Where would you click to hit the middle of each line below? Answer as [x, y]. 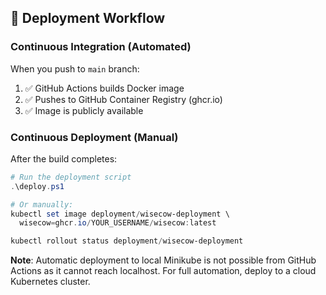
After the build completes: [64, 158]
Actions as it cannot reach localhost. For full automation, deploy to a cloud [163, 271]
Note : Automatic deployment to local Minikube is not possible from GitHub [163, 260]
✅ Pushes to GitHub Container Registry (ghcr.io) [123, 99]
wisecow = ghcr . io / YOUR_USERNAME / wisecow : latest [118, 223]
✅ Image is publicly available [84, 110]
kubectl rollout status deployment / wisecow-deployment [127, 241]
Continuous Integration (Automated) [101, 47]
